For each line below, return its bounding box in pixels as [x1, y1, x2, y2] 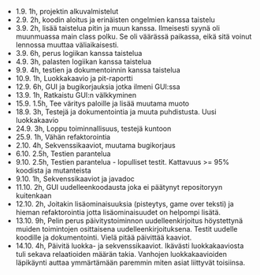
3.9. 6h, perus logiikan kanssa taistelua [15, 49, 143, 58]
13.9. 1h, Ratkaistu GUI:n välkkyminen [15, 91, 137, 99]
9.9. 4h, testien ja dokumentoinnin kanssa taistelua [15, 65, 180, 74]
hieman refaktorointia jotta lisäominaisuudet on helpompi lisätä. [15, 208, 221, 217]
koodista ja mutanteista [15, 165, 92, 175]
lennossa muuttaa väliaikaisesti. [15, 40, 120, 50]
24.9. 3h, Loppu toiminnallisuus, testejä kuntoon [15, 124, 172, 133]
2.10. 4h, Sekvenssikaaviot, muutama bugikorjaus [15, 141, 176, 150]
